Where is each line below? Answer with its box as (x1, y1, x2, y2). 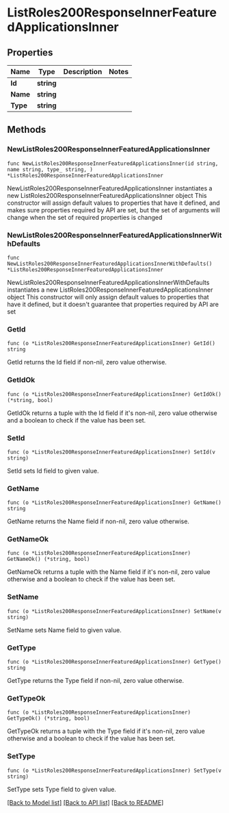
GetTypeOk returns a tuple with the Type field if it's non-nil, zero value (7, 727, 205, 736)
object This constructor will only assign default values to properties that (7, 292, 210, 301)
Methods (7, 124, 46, 136)
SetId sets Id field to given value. (7, 466, 99, 475)
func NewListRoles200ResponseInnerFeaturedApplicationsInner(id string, (7, 160, 219, 167)
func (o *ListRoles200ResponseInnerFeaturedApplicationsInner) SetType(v (7, 767, 222, 774)
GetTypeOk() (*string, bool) (7, 715, 90, 722)
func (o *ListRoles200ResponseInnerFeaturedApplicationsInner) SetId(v (7, 449, 215, 455)
